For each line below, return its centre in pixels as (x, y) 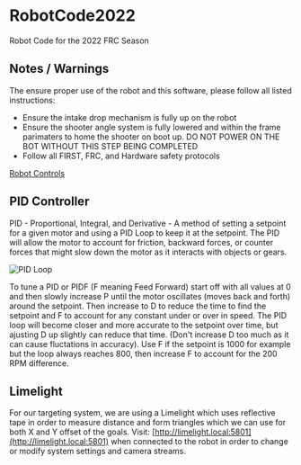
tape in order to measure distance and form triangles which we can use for (147, 423)
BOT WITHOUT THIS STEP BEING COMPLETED (110, 146)
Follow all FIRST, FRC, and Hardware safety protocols (121, 156)
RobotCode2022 (73, 16)
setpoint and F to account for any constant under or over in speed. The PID (148, 315)
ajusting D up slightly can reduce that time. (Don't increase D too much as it (149, 335)
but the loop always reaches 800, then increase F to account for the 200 (143, 353)
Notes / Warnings (59, 69)
